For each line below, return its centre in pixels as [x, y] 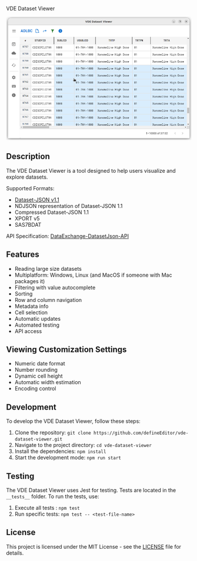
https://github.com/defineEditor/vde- [141, 433]
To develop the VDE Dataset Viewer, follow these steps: [74, 421]
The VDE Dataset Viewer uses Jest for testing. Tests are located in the [91, 491]
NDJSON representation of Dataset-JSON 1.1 [69, 206]
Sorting [24, 294]
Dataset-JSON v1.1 [37, 200]
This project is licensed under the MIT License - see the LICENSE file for [94, 546]
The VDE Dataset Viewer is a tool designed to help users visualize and [91, 170]
